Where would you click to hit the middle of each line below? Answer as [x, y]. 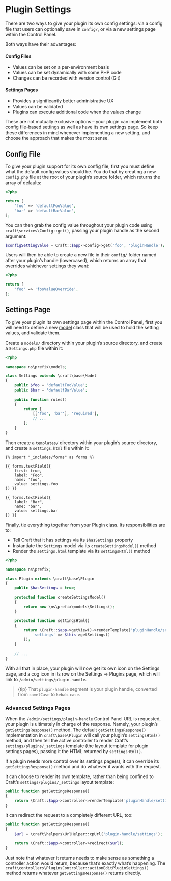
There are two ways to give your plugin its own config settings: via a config [84, 23]
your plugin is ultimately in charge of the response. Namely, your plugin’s [81, 724]
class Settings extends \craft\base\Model [51, 376]
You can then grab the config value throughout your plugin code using [79, 225]
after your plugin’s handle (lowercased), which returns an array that [76, 261]
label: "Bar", [29, 502]
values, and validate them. [33, 333]
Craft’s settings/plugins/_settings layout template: [60, 782]
